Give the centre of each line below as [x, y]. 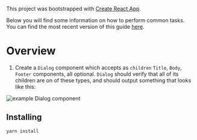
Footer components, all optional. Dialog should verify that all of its [97, 74]
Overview [31, 51]
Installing [24, 117]
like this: [25, 87]
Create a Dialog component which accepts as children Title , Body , [98, 67]
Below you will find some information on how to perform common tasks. [95, 20]
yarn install [23, 131]
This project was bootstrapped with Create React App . [74, 9]
